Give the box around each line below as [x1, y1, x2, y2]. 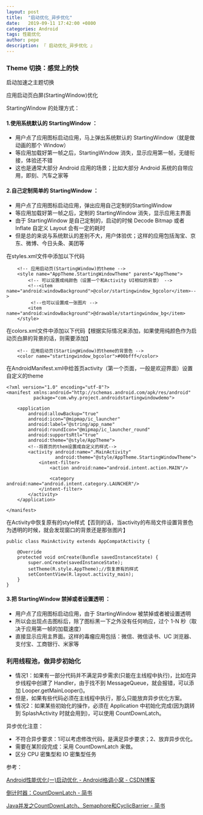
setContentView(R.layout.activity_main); [28, 571, 135, 577]
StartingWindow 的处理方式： [6, 104, 80, 112]
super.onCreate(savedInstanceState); [28, 559, 123, 565]
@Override [17, 549, 42, 555]
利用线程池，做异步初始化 [6, 657, 81, 665]
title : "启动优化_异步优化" [6, 15, 73, 21]
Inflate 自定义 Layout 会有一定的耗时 [15, 224, 106, 231]
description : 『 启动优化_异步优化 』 [6, 43, 95, 49]
